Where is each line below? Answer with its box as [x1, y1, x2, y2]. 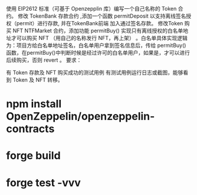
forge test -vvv [6, 176, 81, 189]
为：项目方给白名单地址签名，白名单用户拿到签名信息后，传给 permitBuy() [6, 42, 186, 49]
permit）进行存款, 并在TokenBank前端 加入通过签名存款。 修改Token [16, 20, 183, 26]
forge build [6, 149, 61, 163]
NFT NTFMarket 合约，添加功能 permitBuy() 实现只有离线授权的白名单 [12, 27, 183, 34]
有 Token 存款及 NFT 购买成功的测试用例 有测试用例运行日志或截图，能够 [6, 69, 183, 76]
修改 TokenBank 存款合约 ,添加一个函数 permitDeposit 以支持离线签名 [17, 12, 186, 19]
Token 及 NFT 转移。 [12, 76, 63, 83]
